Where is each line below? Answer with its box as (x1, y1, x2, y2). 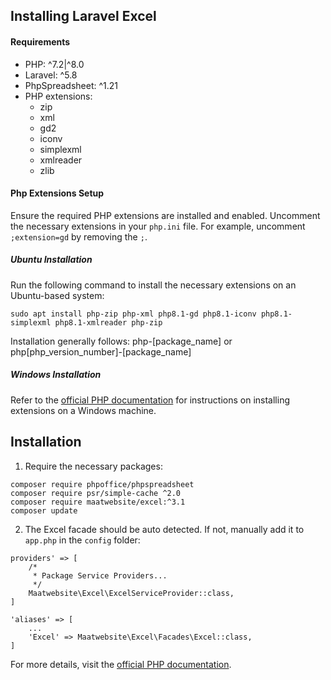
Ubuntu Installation (10, 254, 93, 266)
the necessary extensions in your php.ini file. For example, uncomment (10, 220, 306, 232)
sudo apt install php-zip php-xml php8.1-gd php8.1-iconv (10, 309, 257, 319)
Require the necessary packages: (24, 460, 163, 472)
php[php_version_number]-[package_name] (10, 345, 192, 358)
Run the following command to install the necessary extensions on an (10, 279, 297, 291)
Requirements (10, 35, 71, 48)
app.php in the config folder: (24, 534, 141, 546)
